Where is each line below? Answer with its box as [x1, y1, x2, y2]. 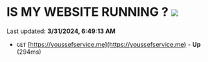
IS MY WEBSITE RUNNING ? [6, 4, 169, 20]
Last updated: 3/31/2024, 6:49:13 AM [6, 27, 116, 35]
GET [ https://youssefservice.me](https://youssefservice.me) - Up [16, 40, 201, 48]
